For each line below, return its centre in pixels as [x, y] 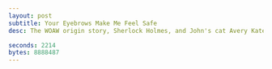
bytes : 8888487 [34, 53]
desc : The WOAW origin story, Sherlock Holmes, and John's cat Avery [128, 30]
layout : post [30, 16]
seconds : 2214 [32, 45]
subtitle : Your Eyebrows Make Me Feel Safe [83, 23]
